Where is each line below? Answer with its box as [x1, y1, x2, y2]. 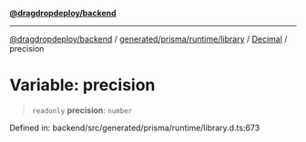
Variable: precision [9, 75, 156, 96]
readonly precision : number [31, 104, 133, 116]
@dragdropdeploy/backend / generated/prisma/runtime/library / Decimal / [9, 33, 288, 44]
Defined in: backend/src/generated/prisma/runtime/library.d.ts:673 [9, 122, 260, 133]
